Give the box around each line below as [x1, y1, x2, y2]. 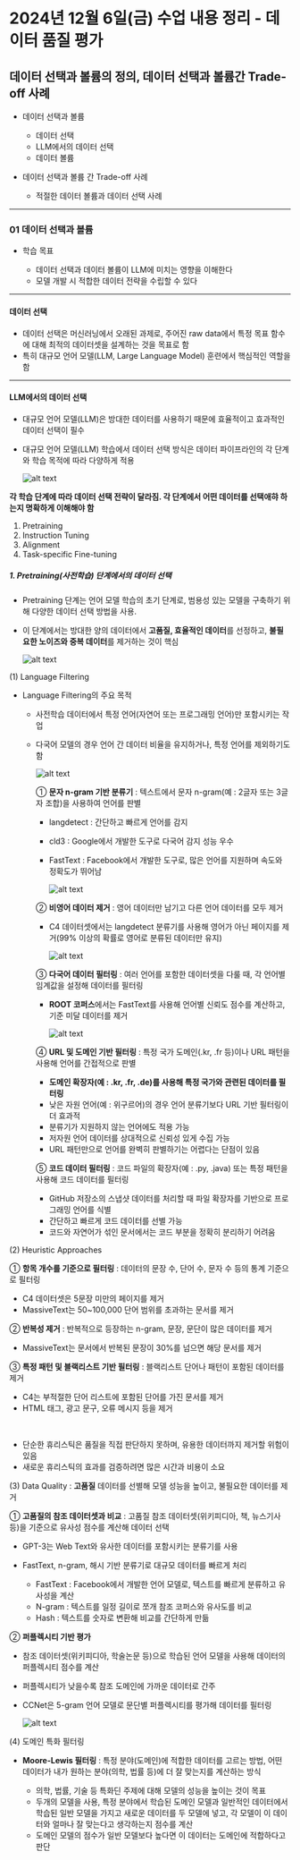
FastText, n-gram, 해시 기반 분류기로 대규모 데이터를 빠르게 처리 [21, 1559, 247, 1570]
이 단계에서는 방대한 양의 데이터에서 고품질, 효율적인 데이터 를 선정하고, [21, 624, 268, 635]
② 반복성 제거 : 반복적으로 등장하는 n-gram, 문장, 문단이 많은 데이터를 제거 [9, 1323, 272, 1334]
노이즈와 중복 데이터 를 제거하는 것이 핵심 [38, 636, 179, 647]
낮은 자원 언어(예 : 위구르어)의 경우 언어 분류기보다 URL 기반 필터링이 [48, 1099, 289, 1109]
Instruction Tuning [21, 530, 89, 540]
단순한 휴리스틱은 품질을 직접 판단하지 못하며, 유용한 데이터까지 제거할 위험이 [21, 1439, 290, 1449]
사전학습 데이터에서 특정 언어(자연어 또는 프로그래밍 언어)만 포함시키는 [35, 709, 280, 719]
